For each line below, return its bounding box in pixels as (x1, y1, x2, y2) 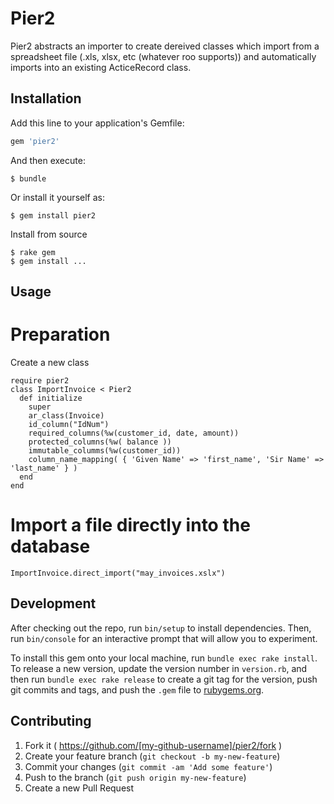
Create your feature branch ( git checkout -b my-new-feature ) (24, 750, 281, 762)
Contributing (10, 713, 92, 730)
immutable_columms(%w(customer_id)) (28, 445, 182, 456)
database (10, 535, 91, 558)
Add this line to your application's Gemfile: (10, 117, 185, 129)
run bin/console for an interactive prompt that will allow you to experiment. (10, 632, 318, 644)
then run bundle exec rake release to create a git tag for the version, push (10, 673, 318, 685)
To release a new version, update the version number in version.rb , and (10, 662, 308, 674)
